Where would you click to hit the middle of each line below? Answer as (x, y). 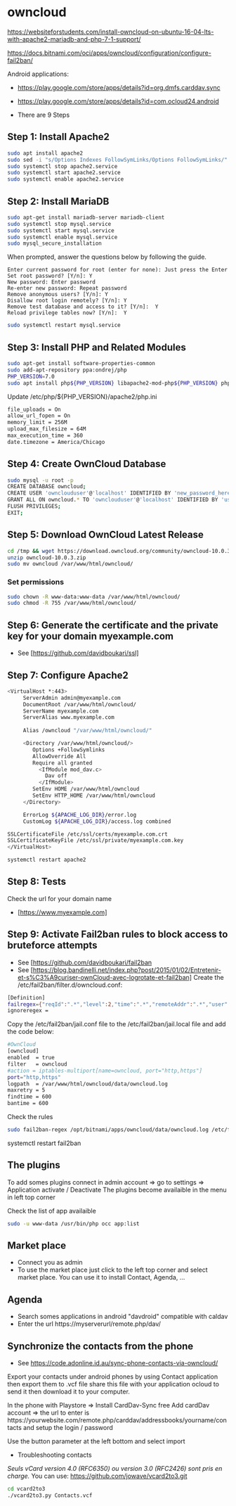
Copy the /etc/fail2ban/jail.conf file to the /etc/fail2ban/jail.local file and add (117, 1024)
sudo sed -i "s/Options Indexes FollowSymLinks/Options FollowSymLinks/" (118, 160)
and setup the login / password (68, 1428)
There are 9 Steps (44, 115)
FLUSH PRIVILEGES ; (34, 506)
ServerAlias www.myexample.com (68, 717)
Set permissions (36, 582)
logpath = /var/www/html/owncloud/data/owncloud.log (88, 1084)
